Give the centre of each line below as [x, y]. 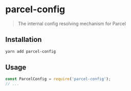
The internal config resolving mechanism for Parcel [72, 24]
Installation [24, 40]
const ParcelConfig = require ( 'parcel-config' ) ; [58, 79]
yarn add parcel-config [31, 51]
